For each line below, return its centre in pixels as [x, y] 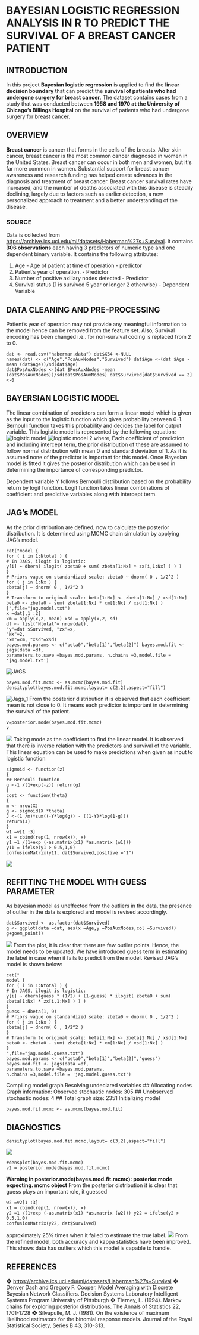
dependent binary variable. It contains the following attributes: [82, 254]
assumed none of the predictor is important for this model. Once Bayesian [97, 457]
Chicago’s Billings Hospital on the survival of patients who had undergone [98, 110]
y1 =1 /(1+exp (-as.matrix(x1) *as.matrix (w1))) [69, 842]
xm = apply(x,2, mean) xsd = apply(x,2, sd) [62, 619]
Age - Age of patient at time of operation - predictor [78, 265]
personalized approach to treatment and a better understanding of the [92, 200]
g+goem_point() [25, 934]
